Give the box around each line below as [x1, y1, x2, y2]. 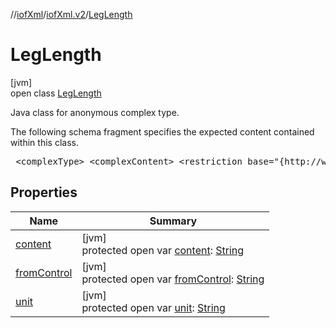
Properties [10, 184, 78, 201]
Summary [149, 214, 198, 228]
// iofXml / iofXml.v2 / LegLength [10, 9, 133, 20]
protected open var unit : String [81, 300, 226, 314]
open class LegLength [10, 87, 102, 99]
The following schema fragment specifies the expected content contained [10, 125, 315, 138]
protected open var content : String [81, 243, 245, 257]
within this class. [10, 136, 79, 148]
